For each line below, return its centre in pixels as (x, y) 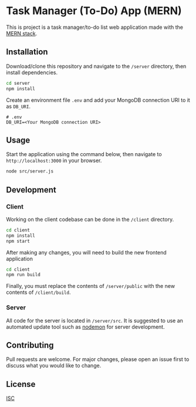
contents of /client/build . (38, 292)
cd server (18, 83)
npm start (18, 241)
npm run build (23, 275)
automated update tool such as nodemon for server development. (86, 327)
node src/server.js (30, 171)
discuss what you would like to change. (54, 366)
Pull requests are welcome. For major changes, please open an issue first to (98, 359)
